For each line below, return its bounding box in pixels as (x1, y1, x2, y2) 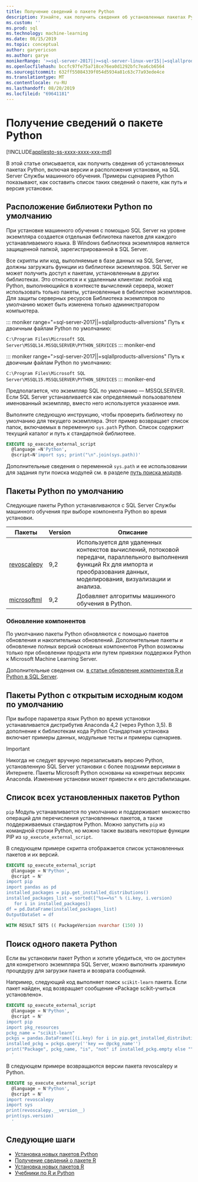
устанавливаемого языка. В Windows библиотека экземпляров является (6, 239, 190, 246)
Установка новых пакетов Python (14, 1150, 98, 1157)
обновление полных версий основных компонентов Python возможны (6, 643, 184, 650)
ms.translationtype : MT (6, 74, 65, 80)
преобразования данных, (76, 567, 150, 575)
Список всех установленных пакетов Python (6, 792, 180, 802)
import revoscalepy (6, 1097, 54, 1102)
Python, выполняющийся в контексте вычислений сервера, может (6, 282, 174, 289)
